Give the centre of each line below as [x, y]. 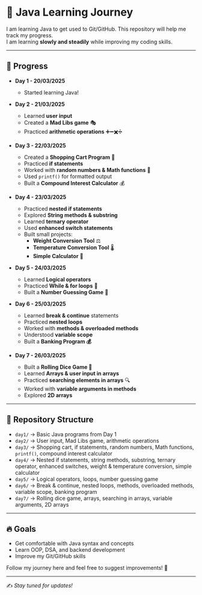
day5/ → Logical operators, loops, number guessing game [86, 479]
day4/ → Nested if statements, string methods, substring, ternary [95, 460]
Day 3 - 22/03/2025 [40, 145]
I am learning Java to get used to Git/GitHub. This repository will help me [96, 29]
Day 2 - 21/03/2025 [40, 104]
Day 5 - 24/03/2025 [40, 268]
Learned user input [48, 116]
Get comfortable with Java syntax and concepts [74, 543]
